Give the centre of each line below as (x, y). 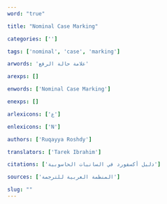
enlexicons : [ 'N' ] (34, 127)
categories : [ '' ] (32, 39)
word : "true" (26, 14)
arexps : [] (23, 77)
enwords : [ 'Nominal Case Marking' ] (59, 89)
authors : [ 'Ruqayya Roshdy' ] (50, 139)
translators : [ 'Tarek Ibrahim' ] (54, 152)
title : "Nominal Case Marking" (53, 26)
